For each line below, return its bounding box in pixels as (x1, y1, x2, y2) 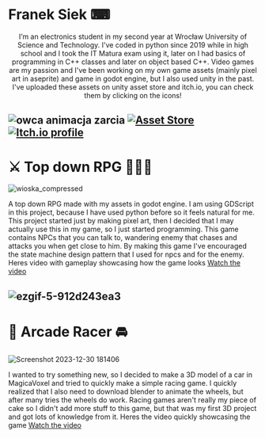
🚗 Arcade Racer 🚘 (8, 322, 128, 341)
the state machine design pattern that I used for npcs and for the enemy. (8, 249, 245, 259)
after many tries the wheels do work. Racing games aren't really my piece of (8, 394, 257, 405)
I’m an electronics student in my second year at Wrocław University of (18, 32, 248, 41)
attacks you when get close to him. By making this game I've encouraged (8, 242, 248, 251)
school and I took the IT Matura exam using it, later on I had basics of (20, 48, 246, 58)
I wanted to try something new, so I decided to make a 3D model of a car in (8, 370, 253, 379)
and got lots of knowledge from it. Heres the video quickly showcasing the (8, 412, 251, 421)
